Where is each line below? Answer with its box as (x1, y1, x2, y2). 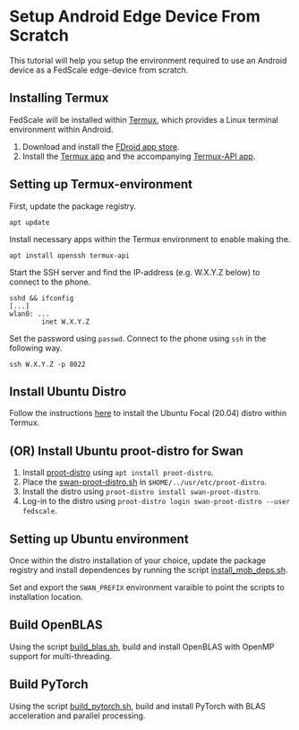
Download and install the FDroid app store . (21, 141, 181, 152)
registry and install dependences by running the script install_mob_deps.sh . (9, 565, 288, 575)
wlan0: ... (9, 309, 50, 318)
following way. (9, 343, 63, 353)
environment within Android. (9, 124, 114, 135)
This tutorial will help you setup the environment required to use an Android (9, 55, 287, 65)
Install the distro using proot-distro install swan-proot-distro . (21, 486, 261, 497)
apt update (9, 218, 50, 227)
